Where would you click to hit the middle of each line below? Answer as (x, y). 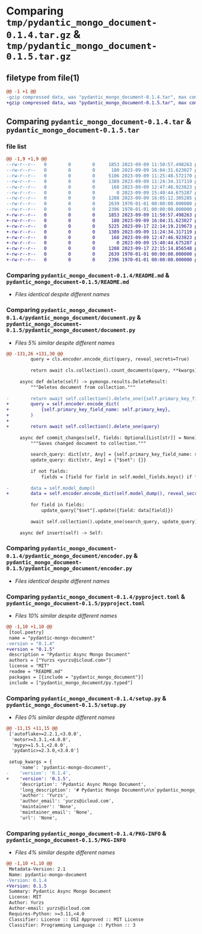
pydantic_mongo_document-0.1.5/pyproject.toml (76, 603)
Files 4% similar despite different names (65, 853)
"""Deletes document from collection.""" (83, 387)
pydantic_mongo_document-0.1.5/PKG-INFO (66, 840)
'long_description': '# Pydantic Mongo (69, 790)
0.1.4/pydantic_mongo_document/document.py (71, 318)
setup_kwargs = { (30, 762)
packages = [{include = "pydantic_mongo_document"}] (76, 677)
